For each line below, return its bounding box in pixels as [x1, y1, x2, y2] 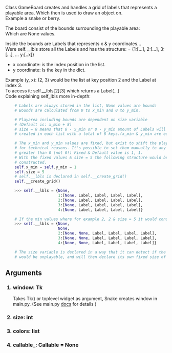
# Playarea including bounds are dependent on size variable [14, 117, 147, 122]
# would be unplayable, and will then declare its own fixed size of [14, 254, 166, 260]
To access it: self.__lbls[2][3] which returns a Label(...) [5, 88, 120, 94]
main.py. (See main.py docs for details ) [12, 301, 97, 307]
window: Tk [12, 284, 43, 291]
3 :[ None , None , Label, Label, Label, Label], [58, 236, 157, 241]
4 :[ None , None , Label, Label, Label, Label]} [58, 240, 157, 245]
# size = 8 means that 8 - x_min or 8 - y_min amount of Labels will [14, 127, 166, 132]
